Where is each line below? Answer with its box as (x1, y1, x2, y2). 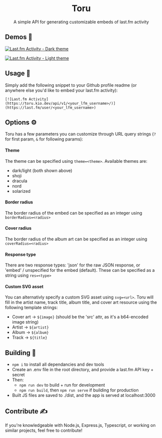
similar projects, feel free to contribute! (5, 427, 83, 434)
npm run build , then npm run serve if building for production (19, 387, 139, 393)
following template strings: (5, 305, 58, 311)
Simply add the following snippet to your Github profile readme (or (5, 82, 137, 88)
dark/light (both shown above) (12, 168, 73, 173)
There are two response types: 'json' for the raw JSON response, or (5, 262, 140, 268)
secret (12, 372, 25, 378)
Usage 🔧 (5, 69, 30, 78)
